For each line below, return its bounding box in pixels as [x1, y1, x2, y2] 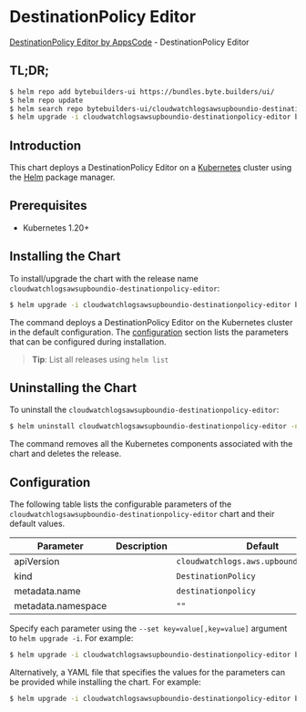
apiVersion [14, 555, 60, 568]
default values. [9, 518, 66, 530]
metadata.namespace [14, 600, 107, 613]
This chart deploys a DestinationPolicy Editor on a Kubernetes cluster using [9, 162, 292, 173]
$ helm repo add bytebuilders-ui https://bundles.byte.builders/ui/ [9, 87, 275, 97]
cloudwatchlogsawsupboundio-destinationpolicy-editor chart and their [9, 509, 275, 520]
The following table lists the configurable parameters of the [9, 499, 232, 510]
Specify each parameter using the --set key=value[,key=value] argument [9, 623, 288, 635]
